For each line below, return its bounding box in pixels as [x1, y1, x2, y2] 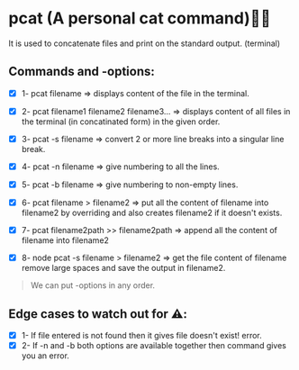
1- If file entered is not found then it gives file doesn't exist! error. [21, 330, 262, 341]
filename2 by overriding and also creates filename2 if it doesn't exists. [21, 207, 283, 219]
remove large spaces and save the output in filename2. [21, 263, 226, 274]
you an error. [21, 350, 69, 361]
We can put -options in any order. [30, 280, 155, 291]
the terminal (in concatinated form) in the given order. [21, 116, 221, 127]
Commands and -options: [8, 64, 155, 79]
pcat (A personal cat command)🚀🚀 [8, 8, 271, 29]
